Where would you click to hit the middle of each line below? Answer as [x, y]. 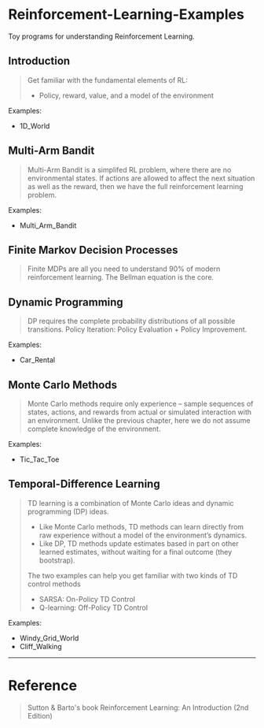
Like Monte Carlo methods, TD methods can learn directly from [141, 526]
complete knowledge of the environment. [94, 429]
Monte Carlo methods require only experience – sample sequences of [140, 404]
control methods [54, 584]
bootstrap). [57, 560]
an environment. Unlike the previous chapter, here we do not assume [139, 420]
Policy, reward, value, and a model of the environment [126, 95]
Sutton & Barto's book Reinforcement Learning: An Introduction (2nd [138, 708]
